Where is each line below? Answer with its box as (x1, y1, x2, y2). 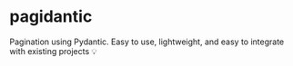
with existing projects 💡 (9, 45, 97, 56)
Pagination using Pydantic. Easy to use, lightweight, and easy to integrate (9, 36, 285, 47)
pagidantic (9, 6, 93, 27)
